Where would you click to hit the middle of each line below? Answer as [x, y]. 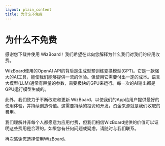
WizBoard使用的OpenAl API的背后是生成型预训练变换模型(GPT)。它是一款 [80, 71]
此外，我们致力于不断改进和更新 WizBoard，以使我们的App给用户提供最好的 [82, 100]
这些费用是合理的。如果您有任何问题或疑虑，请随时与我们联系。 [74, 128]
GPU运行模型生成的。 [27, 89]
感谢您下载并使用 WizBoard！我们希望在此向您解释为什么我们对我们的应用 [81, 54]
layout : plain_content [28, 10]
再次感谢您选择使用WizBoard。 [37, 139]
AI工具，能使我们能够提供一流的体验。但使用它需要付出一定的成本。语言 [87, 77]
